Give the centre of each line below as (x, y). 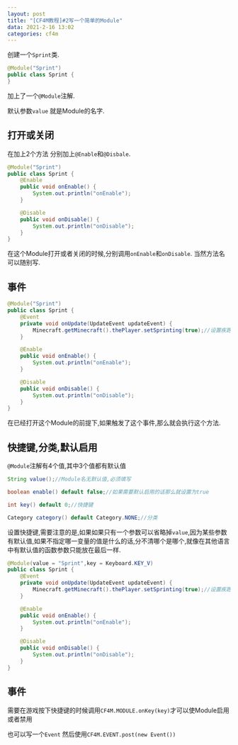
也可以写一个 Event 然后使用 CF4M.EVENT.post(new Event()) (92, 734)
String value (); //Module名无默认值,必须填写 (69, 479)
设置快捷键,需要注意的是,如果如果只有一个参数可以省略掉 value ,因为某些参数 (117, 532)
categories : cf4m (33, 34)
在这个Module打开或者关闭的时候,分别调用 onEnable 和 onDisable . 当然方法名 (116, 254)
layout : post (27, 14)
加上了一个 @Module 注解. (41, 96)
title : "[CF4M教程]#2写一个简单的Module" (65, 21)
